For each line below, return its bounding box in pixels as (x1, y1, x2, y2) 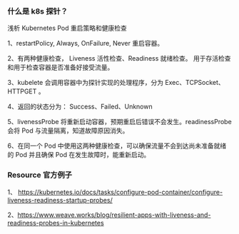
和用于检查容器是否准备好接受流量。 (7, 63, 114, 72)
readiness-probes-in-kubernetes (7, 218, 105, 227)
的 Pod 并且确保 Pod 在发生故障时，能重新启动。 (7, 151, 151, 159)
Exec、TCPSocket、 (165, 78, 225, 87)
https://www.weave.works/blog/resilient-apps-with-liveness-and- (17, 210, 211, 219)
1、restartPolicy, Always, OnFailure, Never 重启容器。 (7, 39, 164, 48)
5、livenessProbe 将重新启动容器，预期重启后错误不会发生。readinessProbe (7, 118, 232, 126)
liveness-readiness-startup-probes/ (7, 195, 113, 204)
